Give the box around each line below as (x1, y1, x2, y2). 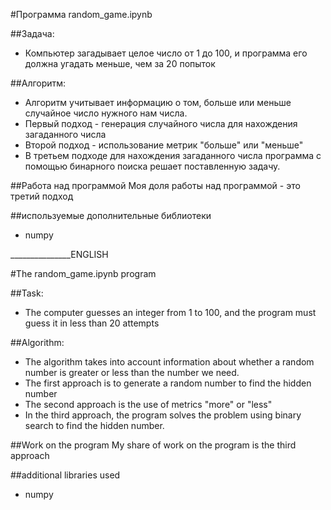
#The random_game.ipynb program (10, 268, 157, 279)
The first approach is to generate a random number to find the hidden (24, 377, 312, 389)
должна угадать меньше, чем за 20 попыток (24, 58, 216, 69)
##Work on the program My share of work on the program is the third (10, 439, 297, 451)
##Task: (10, 287, 44, 299)
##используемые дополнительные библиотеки (10, 210, 212, 221)
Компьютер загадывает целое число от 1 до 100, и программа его (24, 47, 308, 59)
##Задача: (10, 28, 55, 39)
